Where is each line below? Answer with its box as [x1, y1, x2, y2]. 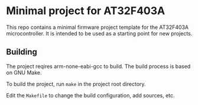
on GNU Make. [6, 69, 43, 76]
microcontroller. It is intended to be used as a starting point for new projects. [6, 29, 193, 37]
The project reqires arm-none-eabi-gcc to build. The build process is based [6, 63, 191, 70]
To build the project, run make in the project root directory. [6, 80, 146, 87]
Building [6, 47, 37, 57]
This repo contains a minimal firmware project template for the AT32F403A [6, 24, 189, 31]
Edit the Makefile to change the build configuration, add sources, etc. [6, 91, 176, 99]
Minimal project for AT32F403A [6, 4, 165, 18]
